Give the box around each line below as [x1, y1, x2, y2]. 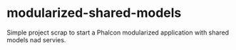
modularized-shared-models [6, 5, 182, 21]
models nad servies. [6, 35, 66, 44]
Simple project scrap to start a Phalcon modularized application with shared [6, 28, 230, 37]
